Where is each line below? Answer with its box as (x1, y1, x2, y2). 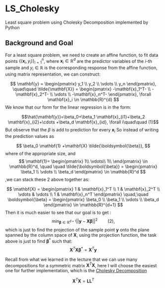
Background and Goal (5, 39, 73, 47)
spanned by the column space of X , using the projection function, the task (5, 232, 157, 238)
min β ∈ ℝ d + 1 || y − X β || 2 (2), (52, 217, 115, 225)
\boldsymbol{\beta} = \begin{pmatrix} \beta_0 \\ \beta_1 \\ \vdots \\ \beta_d (7, 196, 160, 203)
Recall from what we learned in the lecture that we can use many (5, 256, 138, 262)
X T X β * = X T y (69, 246, 97, 252)
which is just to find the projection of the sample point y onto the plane (5, 227, 150, 233)
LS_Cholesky (5, 3, 59, 14)
